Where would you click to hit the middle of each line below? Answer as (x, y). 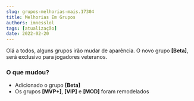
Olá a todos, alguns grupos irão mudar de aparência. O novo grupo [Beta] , (97, 50)
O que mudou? (28, 72)
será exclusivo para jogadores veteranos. (57, 57)
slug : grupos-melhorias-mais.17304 (50, 12)
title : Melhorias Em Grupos (41, 17)
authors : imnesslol (30, 23)
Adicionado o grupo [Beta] (48, 85)
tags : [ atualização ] (32, 28)
